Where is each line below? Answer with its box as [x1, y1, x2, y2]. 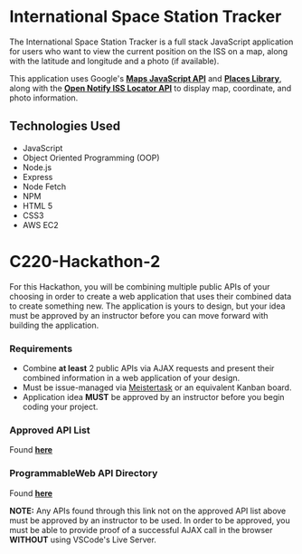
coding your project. [22, 401, 99, 412]
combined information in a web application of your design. [22, 372, 241, 383]
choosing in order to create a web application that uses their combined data [9, 291, 292, 301]
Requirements [9, 342, 73, 355]
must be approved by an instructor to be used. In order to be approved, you [9, 514, 291, 526]
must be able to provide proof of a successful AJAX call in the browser [9, 524, 273, 535]
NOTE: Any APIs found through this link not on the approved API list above [9, 505, 287, 516]
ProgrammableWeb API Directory [9, 467, 158, 480]
